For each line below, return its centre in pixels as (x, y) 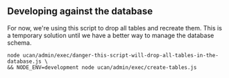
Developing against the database (80, 11)
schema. (19, 42)
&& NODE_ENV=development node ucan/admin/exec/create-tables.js (102, 67)
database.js (24, 61)
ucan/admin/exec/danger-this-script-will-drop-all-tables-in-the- (120, 55)
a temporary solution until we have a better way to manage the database (111, 35)
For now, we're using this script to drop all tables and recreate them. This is (114, 28)
